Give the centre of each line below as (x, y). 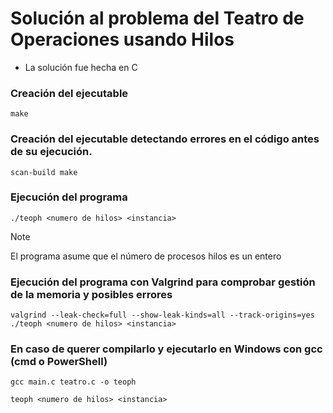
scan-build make (44, 172)
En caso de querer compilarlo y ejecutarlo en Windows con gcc (166, 349)
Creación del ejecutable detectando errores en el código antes (165, 139)
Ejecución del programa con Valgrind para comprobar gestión (163, 282)
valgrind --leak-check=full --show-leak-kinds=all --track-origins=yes (162, 315)
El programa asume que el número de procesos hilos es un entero (146, 256)
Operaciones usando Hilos (122, 39)
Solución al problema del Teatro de (157, 18)
